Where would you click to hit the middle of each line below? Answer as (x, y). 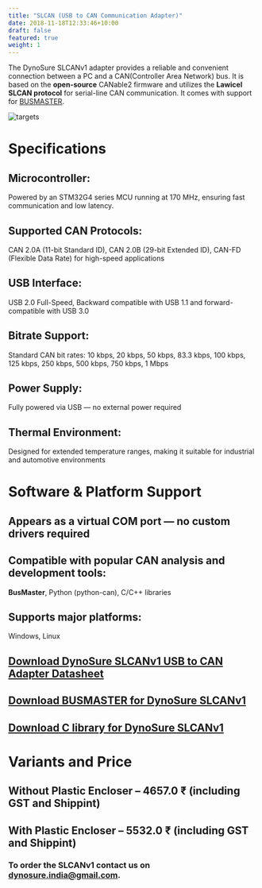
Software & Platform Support (105, 492)
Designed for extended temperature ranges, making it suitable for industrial (131, 452)
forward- (218, 302)
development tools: (58, 573)
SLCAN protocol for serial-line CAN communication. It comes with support (130, 93)
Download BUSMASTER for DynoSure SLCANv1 (127, 701)
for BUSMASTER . (37, 102)
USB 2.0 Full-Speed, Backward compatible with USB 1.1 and (106, 302)
